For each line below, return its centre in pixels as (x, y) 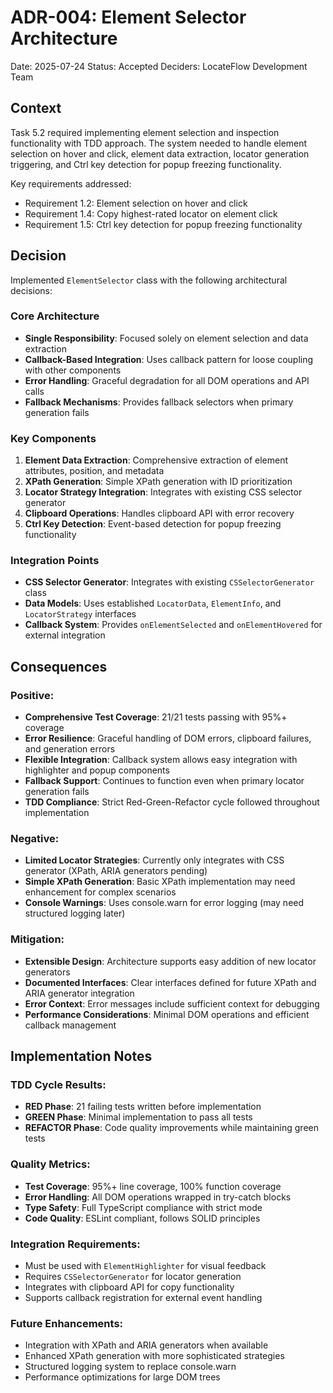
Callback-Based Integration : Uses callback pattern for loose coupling (169, 359)
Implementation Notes (81, 1056)
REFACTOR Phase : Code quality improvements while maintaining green (171, 1128)
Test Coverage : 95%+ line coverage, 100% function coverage (153, 1186)
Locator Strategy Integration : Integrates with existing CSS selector (163, 492)
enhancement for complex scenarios (100, 892)
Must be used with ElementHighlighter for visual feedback (145, 1266)
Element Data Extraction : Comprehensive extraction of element (156, 460)
